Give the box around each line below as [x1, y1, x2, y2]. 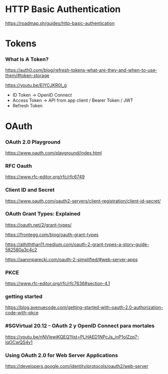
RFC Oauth [5, 162, 32, 169]
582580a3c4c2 [5, 247, 38, 253]
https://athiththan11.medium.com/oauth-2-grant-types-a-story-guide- [5, 241, 149, 247]
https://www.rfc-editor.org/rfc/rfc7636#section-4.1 [5, 280, 110, 286]
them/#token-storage [5, 72, 50, 79]
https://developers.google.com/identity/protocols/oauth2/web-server [5, 363, 149, 369]
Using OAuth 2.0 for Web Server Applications [5, 351, 118, 358]
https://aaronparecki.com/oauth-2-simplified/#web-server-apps [5, 256, 138, 262]
